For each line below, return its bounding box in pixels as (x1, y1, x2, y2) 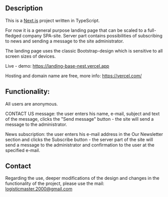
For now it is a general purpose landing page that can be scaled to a (5, 27, 147, 33)
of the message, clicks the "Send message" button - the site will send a (5, 116, 154, 122)
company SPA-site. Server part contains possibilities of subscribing (22, 32, 162, 38)
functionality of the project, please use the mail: (5, 180, 104, 186)
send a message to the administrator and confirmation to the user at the (5, 141, 155, 148)
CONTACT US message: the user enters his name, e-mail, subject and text (5, 111, 160, 117)
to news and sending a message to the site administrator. (5, 38, 124, 44)
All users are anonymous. (5, 101, 58, 107)
